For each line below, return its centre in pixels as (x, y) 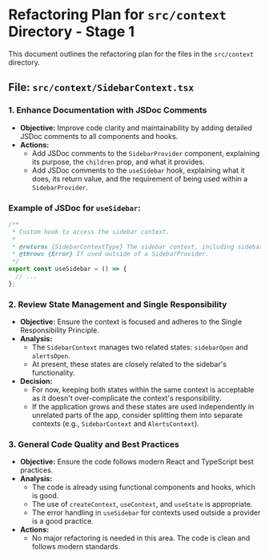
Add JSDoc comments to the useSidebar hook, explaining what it (139, 170)
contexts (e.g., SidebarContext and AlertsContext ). (116, 424)
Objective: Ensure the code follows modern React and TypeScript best (137, 462)
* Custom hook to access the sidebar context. (91, 232)
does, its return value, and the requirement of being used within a (140, 178)
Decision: (36, 381)
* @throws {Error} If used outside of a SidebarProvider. (110, 254)
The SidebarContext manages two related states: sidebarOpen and (140, 347)
